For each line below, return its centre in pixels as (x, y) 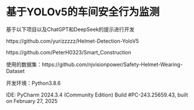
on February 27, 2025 (32, 101)
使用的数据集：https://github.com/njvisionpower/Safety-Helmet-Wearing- (94, 64)
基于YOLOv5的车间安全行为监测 (83, 12)
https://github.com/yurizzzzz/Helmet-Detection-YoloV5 (72, 41)
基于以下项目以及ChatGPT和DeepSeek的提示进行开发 (70, 29)
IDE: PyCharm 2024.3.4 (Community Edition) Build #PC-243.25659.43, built (97, 95)
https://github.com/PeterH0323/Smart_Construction (69, 52)
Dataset (15, 71)
